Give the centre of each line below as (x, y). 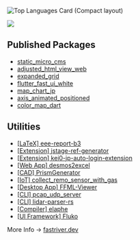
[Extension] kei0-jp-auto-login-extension (75, 158)
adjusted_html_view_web (52, 69)
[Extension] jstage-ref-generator (63, 150)
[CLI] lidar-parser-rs (45, 202)
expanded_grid (38, 76)
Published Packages (51, 45)
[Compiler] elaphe (42, 208)
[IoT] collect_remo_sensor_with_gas (67, 180)
